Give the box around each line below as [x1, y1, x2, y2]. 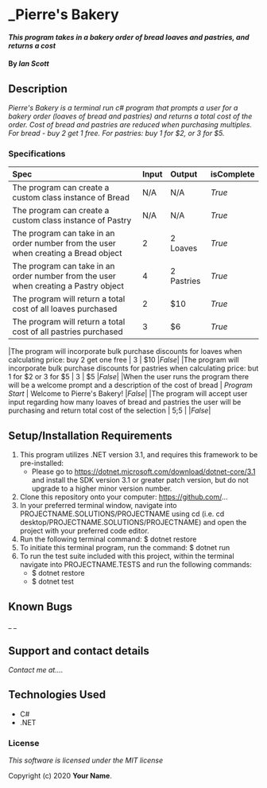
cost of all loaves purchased [12, 304, 118, 315]
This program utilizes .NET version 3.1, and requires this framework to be [19, 450, 258, 460]
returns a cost [8, 41, 56, 50]
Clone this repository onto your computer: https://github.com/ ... [19, 492, 228, 502]
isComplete [210, 169, 255, 180]
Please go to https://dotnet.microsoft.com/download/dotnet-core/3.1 [31, 467, 256, 476]
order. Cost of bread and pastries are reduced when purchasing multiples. [8, 120, 253, 130]
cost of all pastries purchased [12, 326, 123, 337]
